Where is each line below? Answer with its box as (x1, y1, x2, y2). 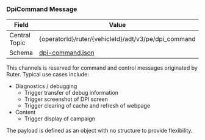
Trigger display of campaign (24, 115, 96, 122)
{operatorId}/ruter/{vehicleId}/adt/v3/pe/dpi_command (38, 35, 196, 43)
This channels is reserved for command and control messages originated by (6, 64, 198, 72)
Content (15, 109, 36, 116)
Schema (9, 48, 34, 57)
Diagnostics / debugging (15, 83, 77, 90)
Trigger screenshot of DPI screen (24, 95, 109, 103)
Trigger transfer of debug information (24, 89, 119, 97)
